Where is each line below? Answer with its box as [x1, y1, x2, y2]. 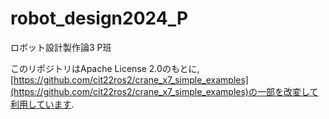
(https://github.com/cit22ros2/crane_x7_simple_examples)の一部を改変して [10, 85, 319, 97]
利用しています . [10, 98, 75, 110]
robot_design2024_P [10, 7, 189, 30]
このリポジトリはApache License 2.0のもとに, [10, 62, 200, 74]
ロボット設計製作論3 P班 [10, 41, 112, 53]
